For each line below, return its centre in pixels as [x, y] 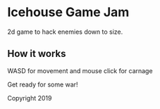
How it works [37, 54]
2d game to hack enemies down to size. [65, 32]
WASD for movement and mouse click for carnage [80, 70]
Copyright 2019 [30, 98]
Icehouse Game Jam [68, 12]
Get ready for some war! [43, 84]
